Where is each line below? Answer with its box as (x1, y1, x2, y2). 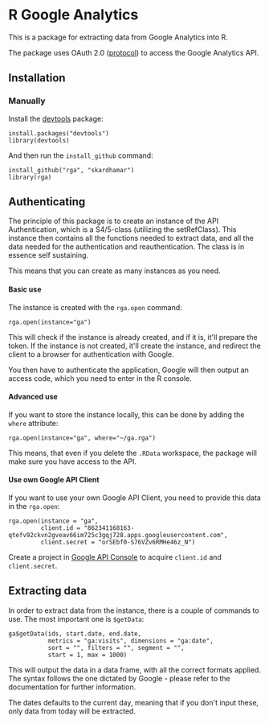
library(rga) (8, 173, 52, 181)
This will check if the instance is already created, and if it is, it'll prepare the (8, 332, 259, 341)
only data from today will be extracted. (8, 706, 137, 716)
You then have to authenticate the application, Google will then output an (8, 365, 249, 374)
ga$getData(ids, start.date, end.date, (8, 630, 142, 638)
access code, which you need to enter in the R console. (8, 373, 193, 383)
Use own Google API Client (8, 475, 100, 485)
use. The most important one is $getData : (8, 614, 145, 623)
